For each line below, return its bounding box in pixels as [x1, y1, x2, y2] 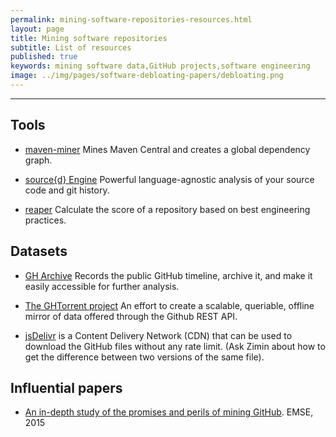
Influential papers [10, 379, 123, 396]
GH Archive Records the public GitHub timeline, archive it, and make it [24, 269, 313, 281]
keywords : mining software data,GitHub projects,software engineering [10, 61, 311, 71]
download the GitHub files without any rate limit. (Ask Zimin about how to [24, 340, 326, 352]
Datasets [10, 243, 68, 260]
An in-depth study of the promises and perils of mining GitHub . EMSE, [24, 406, 314, 418]
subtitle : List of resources [10, 42, 132, 53]
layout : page [10, 24, 65, 34]
